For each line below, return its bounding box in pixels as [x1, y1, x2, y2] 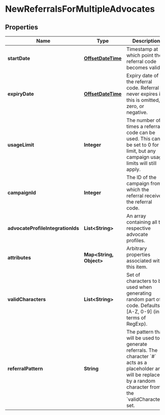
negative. [126, 109, 148, 116]
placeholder [126, 365, 154, 372]
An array [126, 212, 146, 219]
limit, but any [126, 148, 156, 154]
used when [126, 284, 152, 290]
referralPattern [7, 365, 43, 372]
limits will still [126, 160, 157, 166]
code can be [126, 129, 156, 136]
